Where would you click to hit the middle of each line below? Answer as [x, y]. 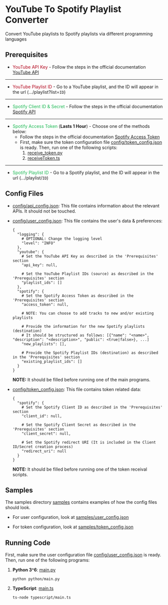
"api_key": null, [39, 265]
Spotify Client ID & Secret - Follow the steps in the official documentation [87, 106]
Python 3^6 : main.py [34, 570]
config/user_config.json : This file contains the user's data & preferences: [87, 221]
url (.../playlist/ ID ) [30, 178]
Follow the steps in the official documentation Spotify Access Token [90, 137]
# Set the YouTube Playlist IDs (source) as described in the [88, 274]
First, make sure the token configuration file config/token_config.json [91, 142]
